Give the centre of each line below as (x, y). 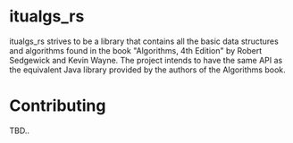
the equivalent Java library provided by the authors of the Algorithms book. (147, 70)
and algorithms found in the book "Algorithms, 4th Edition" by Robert (136, 50)
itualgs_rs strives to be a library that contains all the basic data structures (144, 41)
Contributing (58, 106)
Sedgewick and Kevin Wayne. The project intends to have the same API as (146, 60)
